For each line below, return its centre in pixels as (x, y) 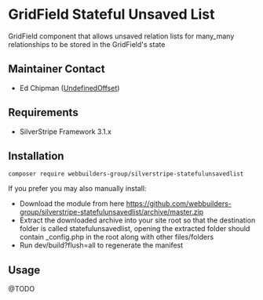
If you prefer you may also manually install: (77, 189)
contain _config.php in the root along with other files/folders (117, 237)
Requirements (43, 112)
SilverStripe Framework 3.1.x (66, 132)
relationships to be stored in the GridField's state (87, 44)
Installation (36, 155)
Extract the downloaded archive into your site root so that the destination (137, 220)
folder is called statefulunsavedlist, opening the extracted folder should (135, 229)
